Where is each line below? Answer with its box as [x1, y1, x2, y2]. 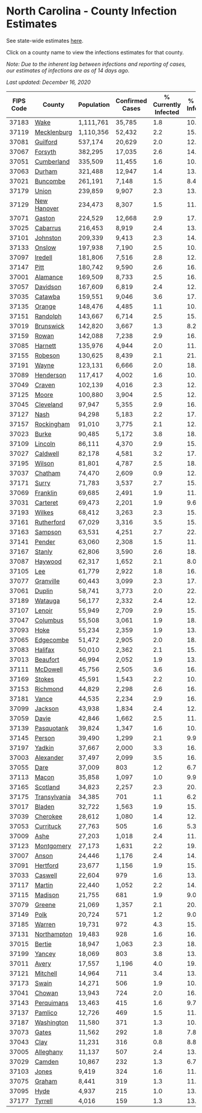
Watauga [34, 596, 60, 605]
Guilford [34, 138, 58, 146]
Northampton [34, 930, 73, 938]
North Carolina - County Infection [6, 4, 177, 18]
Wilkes [34, 508, 54, 517]
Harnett [34, 341, 57, 349]
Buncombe [34, 177, 66, 185]
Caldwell [34, 449, 60, 458]
